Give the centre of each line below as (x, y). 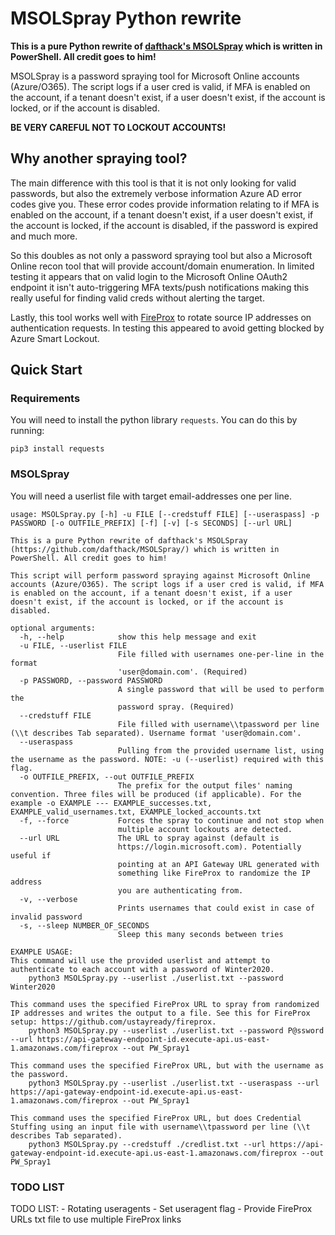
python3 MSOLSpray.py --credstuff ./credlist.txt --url (147, 1144)
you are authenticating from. (180, 890)
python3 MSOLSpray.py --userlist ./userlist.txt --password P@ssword (176, 1030)
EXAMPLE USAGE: (42, 952)
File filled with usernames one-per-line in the (221, 654)
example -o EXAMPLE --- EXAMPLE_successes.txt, (111, 803)
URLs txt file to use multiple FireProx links (96, 1219)
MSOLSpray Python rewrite (126, 18)
